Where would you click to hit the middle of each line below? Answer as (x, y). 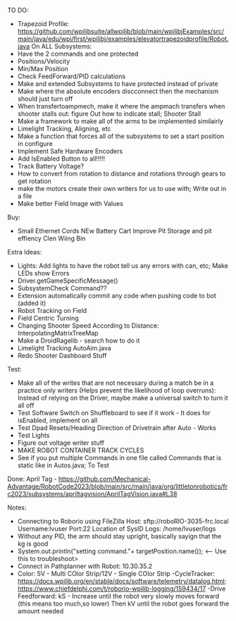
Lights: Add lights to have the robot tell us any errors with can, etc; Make (123, 266)
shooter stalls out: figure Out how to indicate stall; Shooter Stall (109, 113)
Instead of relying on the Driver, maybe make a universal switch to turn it (123, 398)
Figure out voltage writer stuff (61, 443)
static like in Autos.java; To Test (63, 465)
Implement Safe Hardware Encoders (70, 151)
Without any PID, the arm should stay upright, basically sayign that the (119, 536)
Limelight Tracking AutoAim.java (64, 348)
